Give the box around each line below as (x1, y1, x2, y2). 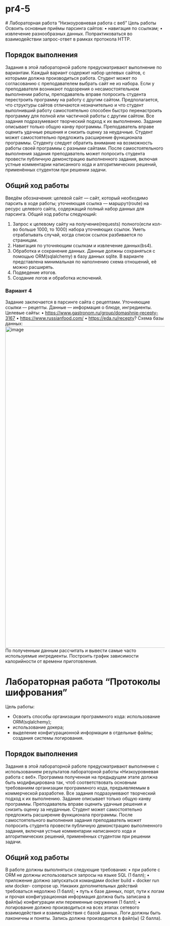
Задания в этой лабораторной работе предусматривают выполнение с (5, 763, 159, 769)
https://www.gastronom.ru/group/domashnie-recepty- (45, 310, 158, 316)
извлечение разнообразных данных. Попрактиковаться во (5, 30, 133, 37)
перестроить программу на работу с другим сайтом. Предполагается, (5, 96, 159, 102)
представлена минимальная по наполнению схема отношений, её (12, 258, 157, 264)
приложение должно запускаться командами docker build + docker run (5, 877, 159, 883)
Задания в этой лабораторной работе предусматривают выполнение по (5, 64, 162, 70)
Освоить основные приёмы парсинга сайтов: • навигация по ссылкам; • (5, 25, 163, 31)
